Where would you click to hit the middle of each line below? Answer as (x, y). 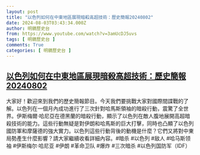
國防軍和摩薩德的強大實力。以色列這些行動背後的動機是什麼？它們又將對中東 (100, 131)
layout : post (22, 12)
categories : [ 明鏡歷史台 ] (39, 51)
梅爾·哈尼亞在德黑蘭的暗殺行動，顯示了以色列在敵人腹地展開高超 (106, 116)
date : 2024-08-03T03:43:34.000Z (46, 23)
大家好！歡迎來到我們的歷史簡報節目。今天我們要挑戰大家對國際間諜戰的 (95, 101)
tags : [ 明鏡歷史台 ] (31, 39)
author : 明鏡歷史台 (28, 28)
